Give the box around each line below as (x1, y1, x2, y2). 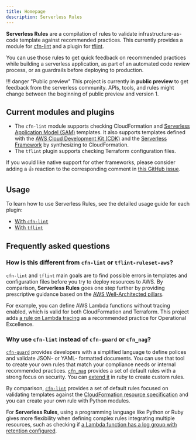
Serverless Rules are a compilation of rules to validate (6, 30, 137, 37)
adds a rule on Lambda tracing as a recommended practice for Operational (6, 314, 187, 321)
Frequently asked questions (6, 241, 110, 251)
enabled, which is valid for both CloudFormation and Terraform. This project (6, 308, 189, 315)
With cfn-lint (14, 218, 49, 225)
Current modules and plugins (6, 107, 115, 117)
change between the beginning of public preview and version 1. (6, 90, 159, 97)
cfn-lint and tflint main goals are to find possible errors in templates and (6, 272, 188, 279)
